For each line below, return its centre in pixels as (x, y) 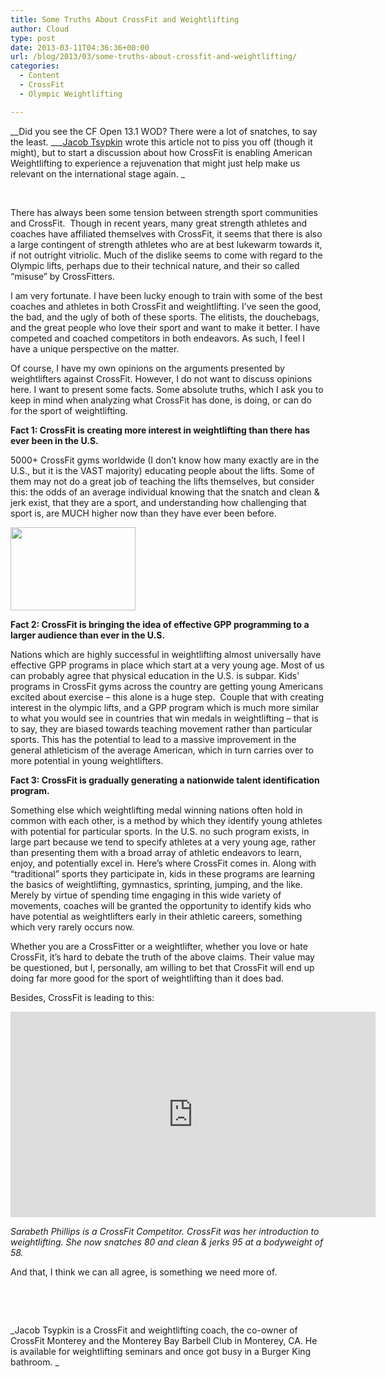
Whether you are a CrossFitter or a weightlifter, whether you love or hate (159, 946)
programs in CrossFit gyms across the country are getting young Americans (167, 686)
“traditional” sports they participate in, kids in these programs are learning (163, 873)
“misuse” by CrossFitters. (62, 276)
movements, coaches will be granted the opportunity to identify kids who (161, 905)
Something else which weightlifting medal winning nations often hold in (156, 810)
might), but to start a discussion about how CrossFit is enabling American (161, 152)
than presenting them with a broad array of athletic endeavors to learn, (156, 852)
